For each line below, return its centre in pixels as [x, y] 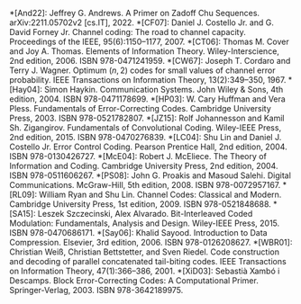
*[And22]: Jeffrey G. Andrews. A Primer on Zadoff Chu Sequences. [134, 13]
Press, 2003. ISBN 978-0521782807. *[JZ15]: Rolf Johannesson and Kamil [147, 118]
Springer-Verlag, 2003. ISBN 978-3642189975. [96, 290]
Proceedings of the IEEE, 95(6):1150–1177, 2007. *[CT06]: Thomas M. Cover [150, 41]
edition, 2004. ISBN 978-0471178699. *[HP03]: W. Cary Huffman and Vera [147, 99]
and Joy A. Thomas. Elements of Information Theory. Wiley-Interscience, [144, 51]
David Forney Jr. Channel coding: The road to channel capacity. [128, 32]
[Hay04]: [26, 89]
